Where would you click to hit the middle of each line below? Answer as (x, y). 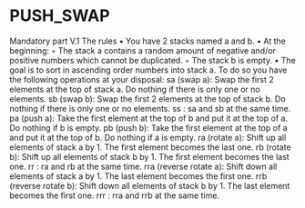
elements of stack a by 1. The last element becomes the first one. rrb (138, 176)
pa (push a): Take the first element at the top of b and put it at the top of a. (149, 118)
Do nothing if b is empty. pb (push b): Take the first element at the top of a (149, 127)
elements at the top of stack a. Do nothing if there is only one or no (135, 89)
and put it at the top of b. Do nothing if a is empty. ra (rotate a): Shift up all (148, 137)
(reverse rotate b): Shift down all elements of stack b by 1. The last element (150, 185)
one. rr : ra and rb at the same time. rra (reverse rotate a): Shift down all (143, 166)
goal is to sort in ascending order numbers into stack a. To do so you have (148, 70)
